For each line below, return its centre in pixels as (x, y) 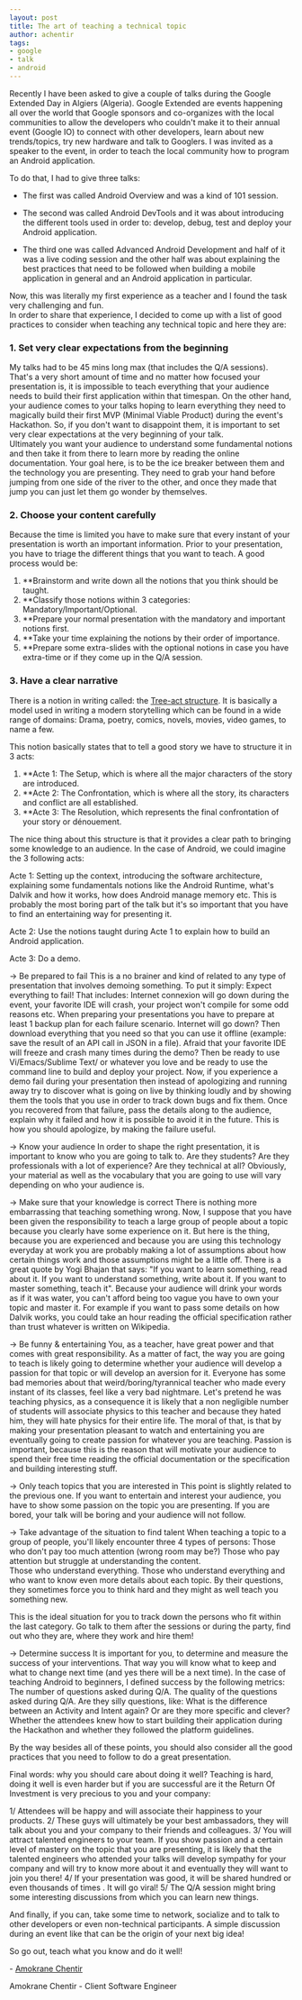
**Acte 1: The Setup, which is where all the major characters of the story (157, 773)
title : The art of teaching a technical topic (98, 26)
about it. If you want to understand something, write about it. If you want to (148, 1278)
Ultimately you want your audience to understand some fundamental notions (151, 444)
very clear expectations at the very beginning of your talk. (116, 434)
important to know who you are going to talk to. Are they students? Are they (150, 1156)
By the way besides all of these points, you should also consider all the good (151, 1747)
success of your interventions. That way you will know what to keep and (143, 1662)
